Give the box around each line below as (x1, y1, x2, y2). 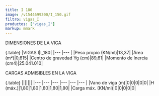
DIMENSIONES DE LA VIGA (5, 40, 61, 46)
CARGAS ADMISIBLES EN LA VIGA (5, 70, 77, 76)
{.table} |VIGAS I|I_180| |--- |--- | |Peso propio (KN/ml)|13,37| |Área (5, 50, 143, 56)
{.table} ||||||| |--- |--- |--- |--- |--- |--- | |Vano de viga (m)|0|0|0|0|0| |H (5, 80, 154, 86)
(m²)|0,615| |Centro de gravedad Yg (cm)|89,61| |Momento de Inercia (5, 55, 148, 61)
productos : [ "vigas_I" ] (5, 21, 55, 27)
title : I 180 (5, 7, 33, 13)
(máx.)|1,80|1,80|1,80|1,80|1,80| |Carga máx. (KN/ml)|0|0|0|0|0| (5, 85, 136, 91)
